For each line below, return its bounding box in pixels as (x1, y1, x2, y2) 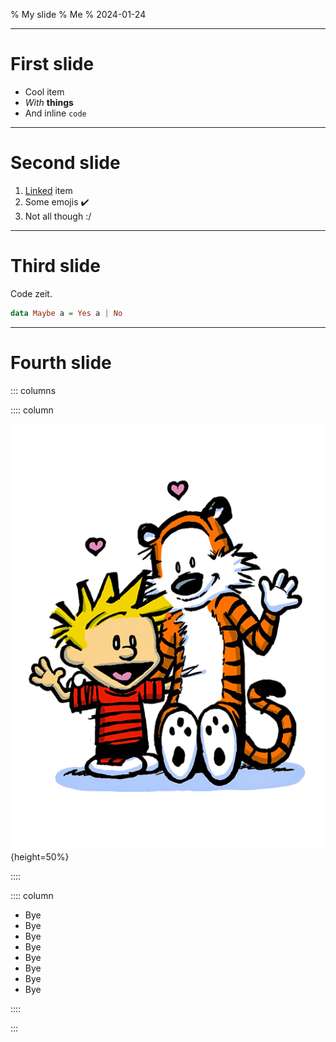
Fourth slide (10, 351, 112, 374)
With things (24, 96, 74, 108)
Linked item (24, 184, 73, 196)
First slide (10, 53, 95, 76)
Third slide (10, 255, 101, 278)
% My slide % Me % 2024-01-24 (10, 9, 147, 20)
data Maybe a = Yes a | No (10, 308, 123, 318)
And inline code (24, 107, 87, 119)
